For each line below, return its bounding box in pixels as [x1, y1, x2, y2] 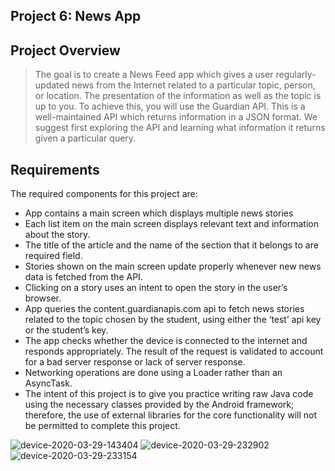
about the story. [24, 229, 91, 241]
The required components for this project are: [10, 188, 198, 200]
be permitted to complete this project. [24, 420, 181, 432]
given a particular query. [34, 132, 137, 144]
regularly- [275, 69, 317, 81]
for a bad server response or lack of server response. [24, 356, 246, 368]
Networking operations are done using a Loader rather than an [24, 367, 283, 379]
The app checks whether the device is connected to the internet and [24, 335, 308, 347]
